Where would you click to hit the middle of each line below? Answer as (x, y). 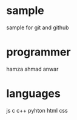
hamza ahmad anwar (32, 69)
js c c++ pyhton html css (37, 110)
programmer (38, 52)
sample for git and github (38, 27)
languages (33, 94)
